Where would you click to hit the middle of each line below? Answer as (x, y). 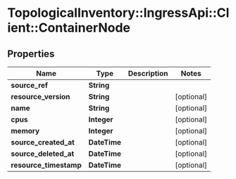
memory (25, 131)
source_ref (29, 85)
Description (148, 73)
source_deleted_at (43, 154)
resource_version (41, 97)
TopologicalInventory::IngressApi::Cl (118, 13)
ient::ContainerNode (69, 28)
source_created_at (43, 142)
